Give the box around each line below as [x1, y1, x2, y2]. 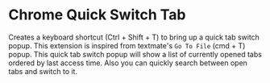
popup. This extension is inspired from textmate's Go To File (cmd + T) [8, 40, 246, 50]
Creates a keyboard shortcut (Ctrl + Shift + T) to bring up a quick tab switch [8, 32, 260, 42]
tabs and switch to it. [8, 66, 78, 76]
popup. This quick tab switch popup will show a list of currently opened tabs [8, 49, 262, 59]
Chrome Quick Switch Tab [8, 6, 186, 24]
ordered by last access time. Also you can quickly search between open [8, 58, 248, 68]
